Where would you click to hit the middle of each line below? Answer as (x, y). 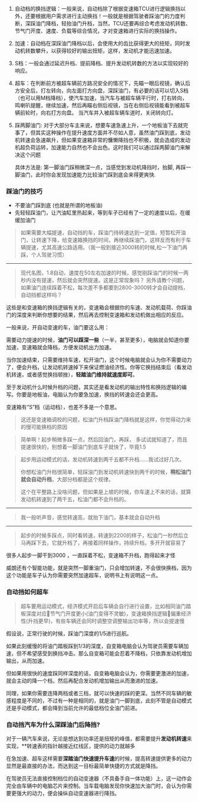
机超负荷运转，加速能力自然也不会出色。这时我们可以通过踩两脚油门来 (100, 147)
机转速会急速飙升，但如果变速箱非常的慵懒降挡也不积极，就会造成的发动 (102, 140)
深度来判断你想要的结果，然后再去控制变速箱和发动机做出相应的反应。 (101, 315)
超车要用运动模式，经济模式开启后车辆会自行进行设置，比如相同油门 (103, 606)
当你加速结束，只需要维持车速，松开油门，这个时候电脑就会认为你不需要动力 (99, 360)
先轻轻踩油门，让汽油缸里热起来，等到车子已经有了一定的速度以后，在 (100, 213)
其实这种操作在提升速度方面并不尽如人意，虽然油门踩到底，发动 (113, 132)
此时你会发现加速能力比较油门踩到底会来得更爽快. (95, 175)
